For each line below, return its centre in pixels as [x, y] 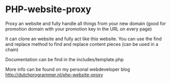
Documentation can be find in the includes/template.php [65, 59]
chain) [12, 49]
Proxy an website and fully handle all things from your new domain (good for [86, 23]
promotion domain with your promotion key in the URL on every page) [79, 29]
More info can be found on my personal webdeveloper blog [68, 69]
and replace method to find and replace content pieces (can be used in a [82, 44]
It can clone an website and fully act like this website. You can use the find [83, 39]
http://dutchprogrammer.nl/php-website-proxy [54, 74]
